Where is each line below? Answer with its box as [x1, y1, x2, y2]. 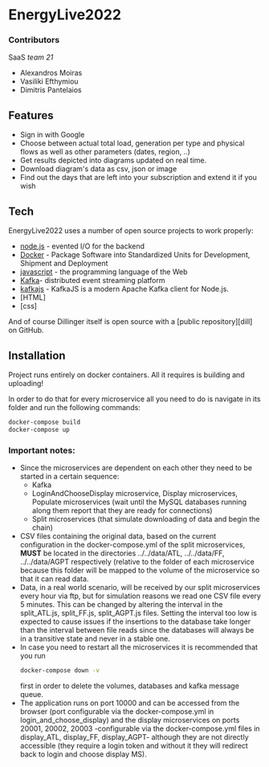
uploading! [8, 378, 44, 388]
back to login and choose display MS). [19, 749, 147, 759]
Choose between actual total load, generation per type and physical [19, 138, 245, 148]
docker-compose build [8, 418, 81, 426]
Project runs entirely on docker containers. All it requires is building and [8, 370, 245, 379]
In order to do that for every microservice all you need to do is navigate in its [8, 394, 261, 404]
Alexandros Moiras [19, 68, 83, 78]
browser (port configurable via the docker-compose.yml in [19, 706, 214, 716]
